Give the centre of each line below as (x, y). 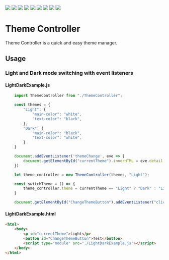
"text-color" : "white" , (57, 138)
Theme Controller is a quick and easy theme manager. (61, 42)
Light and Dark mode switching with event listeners (69, 73)
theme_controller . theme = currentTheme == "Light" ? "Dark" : (90, 189)
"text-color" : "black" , (57, 119)
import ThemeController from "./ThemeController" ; (68, 96)
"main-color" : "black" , (57, 133)
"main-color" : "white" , (57, 114)
